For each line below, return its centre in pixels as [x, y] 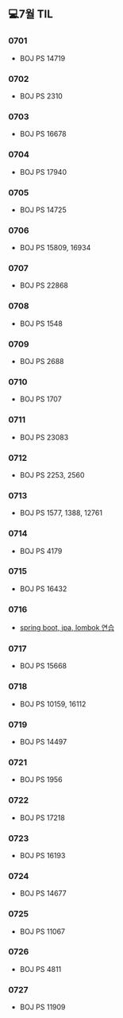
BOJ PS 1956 [41, 780]
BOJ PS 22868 [44, 285]
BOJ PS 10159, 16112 [53, 704]
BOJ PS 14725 [43, 210]
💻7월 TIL [31, 14]
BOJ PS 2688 [42, 362]
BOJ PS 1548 [41, 323]
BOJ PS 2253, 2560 [52, 474]
